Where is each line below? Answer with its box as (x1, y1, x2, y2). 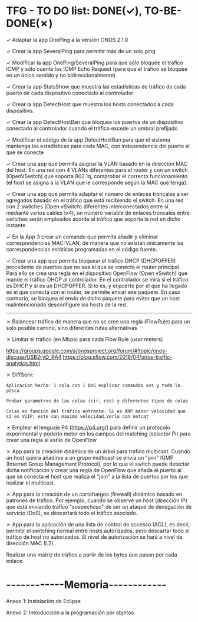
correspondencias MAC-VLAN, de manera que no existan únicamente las (6, 239, 184, 246)
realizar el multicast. (6, 479, 55, 486)
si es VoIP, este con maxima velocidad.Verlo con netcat (6, 413, 149, 420)
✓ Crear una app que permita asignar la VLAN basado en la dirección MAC (6, 160, 188, 167)
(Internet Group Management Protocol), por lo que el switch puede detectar (6, 460, 190, 467)
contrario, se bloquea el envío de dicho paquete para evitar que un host (6, 294, 180, 302)
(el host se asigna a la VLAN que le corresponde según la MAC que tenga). (6, 179, 188, 186)
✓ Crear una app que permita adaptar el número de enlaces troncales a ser (6, 190, 189, 197)
